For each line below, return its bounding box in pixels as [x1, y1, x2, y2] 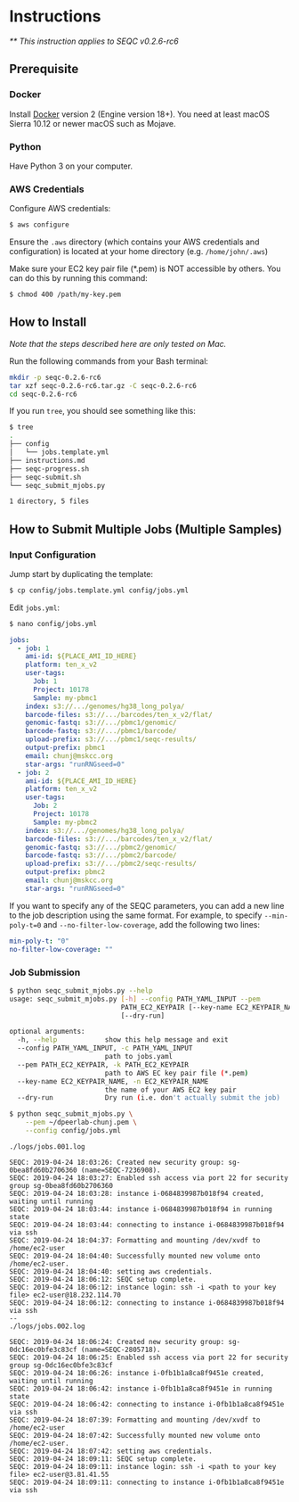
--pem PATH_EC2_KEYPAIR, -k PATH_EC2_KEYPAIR [17, 1060, 190, 1069]
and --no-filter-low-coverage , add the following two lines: [43, 919, 261, 929]
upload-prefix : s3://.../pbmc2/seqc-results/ [25, 859, 198, 869]
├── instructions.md [9, 456, 86, 465]
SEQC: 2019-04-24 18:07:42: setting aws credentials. [9, 1447, 214, 1456]
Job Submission [9, 966, 81, 978]
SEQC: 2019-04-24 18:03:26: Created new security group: [9, 1158, 225, 1167]
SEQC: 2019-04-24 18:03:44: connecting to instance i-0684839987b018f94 [9, 1220, 285, 1229]
